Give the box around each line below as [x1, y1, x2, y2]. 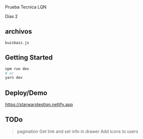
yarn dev [5, 75, 23, 80]
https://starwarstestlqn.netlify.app [5, 102, 73, 108]
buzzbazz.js [5, 40, 29, 45]
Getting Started [5, 53, 53, 62]
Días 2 [5, 14, 18, 19]
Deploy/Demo [5, 89, 48, 97]
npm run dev [5, 66, 29, 71]
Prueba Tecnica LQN [5, 4, 47, 10]
